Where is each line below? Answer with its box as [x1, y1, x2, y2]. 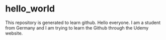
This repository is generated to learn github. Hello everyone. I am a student [5, 19, 161, 25]
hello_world [5, 3, 55, 14]
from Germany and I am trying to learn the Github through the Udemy [5, 24, 149, 30]
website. [5, 30, 23, 36]
